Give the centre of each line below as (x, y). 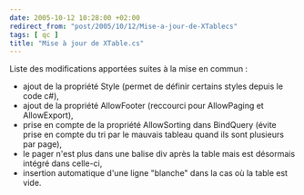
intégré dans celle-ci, (62, 163)
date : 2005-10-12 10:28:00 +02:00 (75, 18)
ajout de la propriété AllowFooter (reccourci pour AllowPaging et (143, 106)
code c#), (41, 96)
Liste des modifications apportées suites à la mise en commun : (129, 69)
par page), (42, 144)
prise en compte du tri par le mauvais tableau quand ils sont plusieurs (153, 135)
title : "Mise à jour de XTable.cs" (77, 43)
